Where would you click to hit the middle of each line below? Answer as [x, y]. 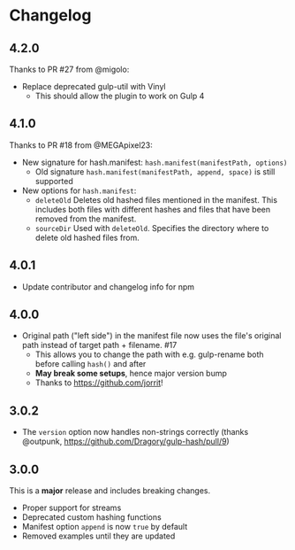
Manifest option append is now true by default [105, 527]
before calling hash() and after [91, 364]
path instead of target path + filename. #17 [99, 345]
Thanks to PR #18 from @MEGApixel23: [81, 145]
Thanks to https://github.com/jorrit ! [99, 383]
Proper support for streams [72, 508]
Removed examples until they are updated [98, 536]
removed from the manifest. [86, 219]
